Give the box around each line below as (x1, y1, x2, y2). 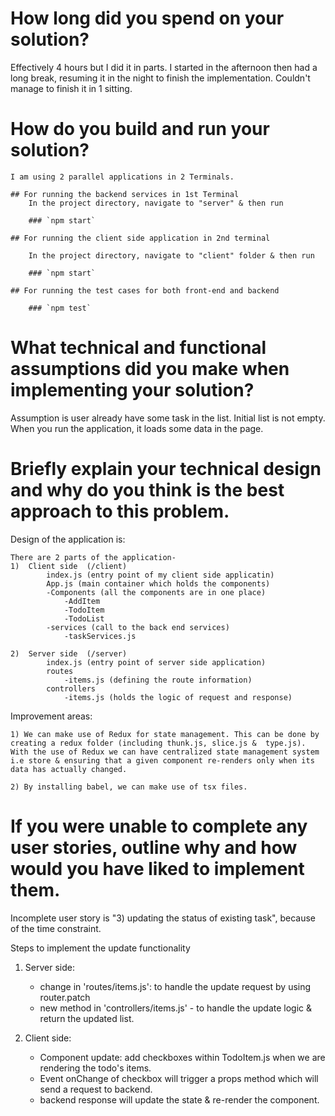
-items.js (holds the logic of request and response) (63, 692, 293, 702)
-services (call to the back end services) (46, 622, 230, 632)
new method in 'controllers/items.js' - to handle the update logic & (39, 1002, 312, 1014)
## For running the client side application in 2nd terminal (10, 233, 271, 243)
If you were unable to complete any (10, 815, 308, 837)
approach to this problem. (10, 500, 230, 522)
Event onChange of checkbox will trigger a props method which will (39, 1072, 319, 1084)
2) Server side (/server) (10, 648, 128, 659)
